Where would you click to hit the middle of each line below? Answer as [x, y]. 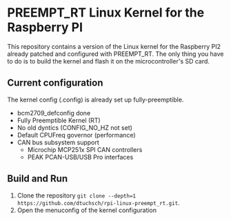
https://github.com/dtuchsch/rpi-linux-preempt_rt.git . [99, 202]
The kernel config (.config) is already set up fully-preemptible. [96, 99]
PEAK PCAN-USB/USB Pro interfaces [80, 157]
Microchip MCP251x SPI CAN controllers [85, 149]
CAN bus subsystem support [58, 142]
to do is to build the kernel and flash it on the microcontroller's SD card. [109, 61]
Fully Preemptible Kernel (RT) [59, 120]
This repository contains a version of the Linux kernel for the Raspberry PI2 [114, 46]
